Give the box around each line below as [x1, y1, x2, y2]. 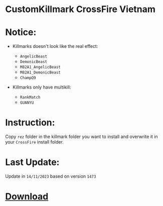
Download [5, 191, 49, 202]
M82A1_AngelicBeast [20, 64, 61, 70]
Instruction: [5, 117, 55, 128]
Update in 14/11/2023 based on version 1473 [5, 173, 96, 179]
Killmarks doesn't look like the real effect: [12, 43, 98, 49]
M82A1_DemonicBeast [20, 70, 61, 75]
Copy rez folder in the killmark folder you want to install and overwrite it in [5, 133, 158, 140]
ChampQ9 [20, 76, 36, 81]
